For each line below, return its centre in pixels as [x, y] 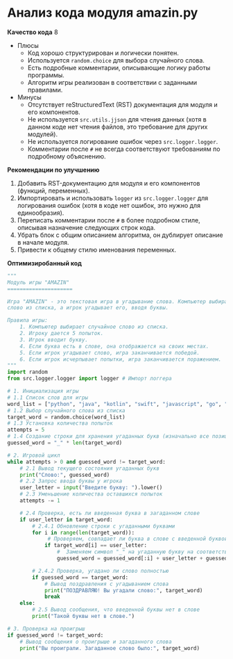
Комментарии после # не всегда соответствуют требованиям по [124, 149]
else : [28, 603]
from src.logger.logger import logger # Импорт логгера [89, 379]
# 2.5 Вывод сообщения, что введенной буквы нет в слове [116, 610]
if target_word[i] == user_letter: [96, 546]
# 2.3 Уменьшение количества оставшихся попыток [91, 494]
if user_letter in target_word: [66, 519]
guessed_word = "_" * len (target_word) [65, 443]
